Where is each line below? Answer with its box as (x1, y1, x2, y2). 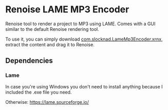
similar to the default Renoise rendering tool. (5, 26, 99, 32)
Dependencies (5, 57, 53, 65)
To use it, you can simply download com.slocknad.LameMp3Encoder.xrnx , (5, 36, 163, 42)
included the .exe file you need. (5, 89, 72, 95)
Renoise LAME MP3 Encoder (5, 4, 129, 15)
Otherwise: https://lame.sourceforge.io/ (5, 99, 89, 105)
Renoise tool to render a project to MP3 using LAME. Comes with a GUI (5, 21, 156, 27)
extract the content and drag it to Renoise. (5, 41, 95, 47)
